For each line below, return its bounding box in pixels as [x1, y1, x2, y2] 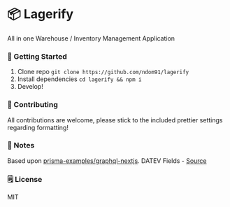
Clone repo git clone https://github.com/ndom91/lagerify [17, 68, 189, 76]
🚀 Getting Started [7, 51, 68, 61]
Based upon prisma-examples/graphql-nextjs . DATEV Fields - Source [7, 156, 208, 165]
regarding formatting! [7, 123, 69, 131]
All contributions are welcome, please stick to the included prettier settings [7, 115, 223, 124]
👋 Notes [7, 141, 35, 150]
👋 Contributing [7, 100, 58, 110]
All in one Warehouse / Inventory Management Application [7, 34, 175, 43]
